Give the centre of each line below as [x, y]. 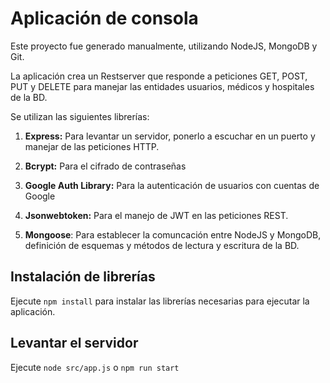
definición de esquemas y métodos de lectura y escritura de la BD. [162, 245]
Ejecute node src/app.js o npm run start [95, 367]
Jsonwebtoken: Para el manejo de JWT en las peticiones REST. [156, 215]
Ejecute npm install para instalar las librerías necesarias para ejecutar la [160, 301]
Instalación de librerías [83, 277]
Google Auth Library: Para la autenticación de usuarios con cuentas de [172, 185]
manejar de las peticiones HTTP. [92, 146]
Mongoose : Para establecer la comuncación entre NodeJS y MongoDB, [173, 234]
